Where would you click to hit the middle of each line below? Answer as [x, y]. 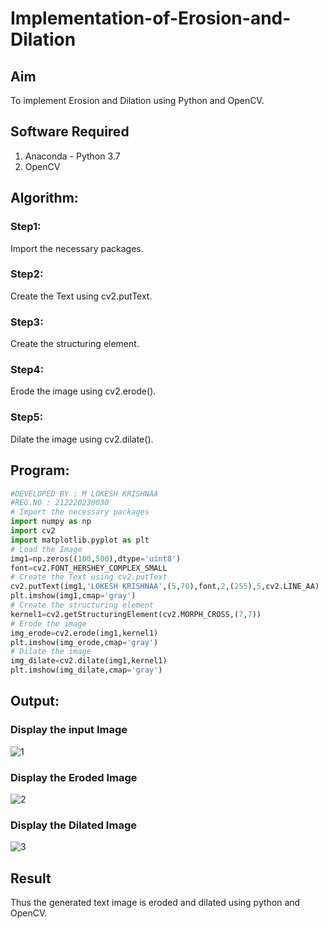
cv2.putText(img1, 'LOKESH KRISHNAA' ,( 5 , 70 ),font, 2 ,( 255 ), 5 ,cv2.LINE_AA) [165, 587]
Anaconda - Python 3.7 [72, 156]
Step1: [26, 227]
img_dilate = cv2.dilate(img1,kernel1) [89, 661]
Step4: [27, 370]
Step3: [27, 322]
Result [31, 878]
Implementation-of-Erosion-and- [151, 18]
